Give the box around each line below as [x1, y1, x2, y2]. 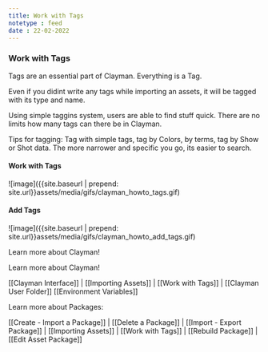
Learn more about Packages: [8, 303, 104, 312]
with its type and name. [8, 95, 86, 105]
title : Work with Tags [8, 11, 84, 20]
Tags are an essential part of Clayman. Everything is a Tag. [8, 71, 202, 81]
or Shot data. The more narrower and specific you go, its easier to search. [8, 143, 252, 152]
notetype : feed [8, 19, 62, 27]
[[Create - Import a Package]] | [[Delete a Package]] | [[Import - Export [8, 318, 242, 327]
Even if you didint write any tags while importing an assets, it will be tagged [8, 86, 257, 96]
